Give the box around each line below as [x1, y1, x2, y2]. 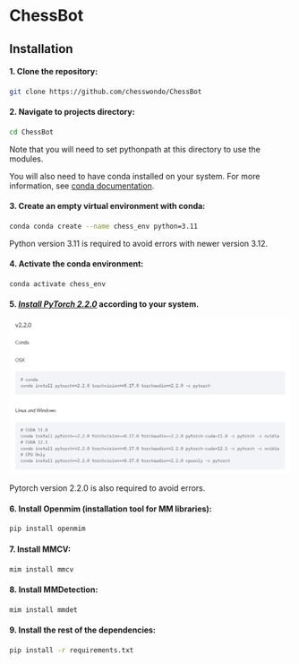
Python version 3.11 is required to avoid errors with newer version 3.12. [9, 238, 269, 249]
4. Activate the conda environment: [9, 258, 144, 269]
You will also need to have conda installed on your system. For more [9, 170, 261, 181]
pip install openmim [9, 524, 87, 534]
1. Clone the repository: [9, 66, 98, 77]
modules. [9, 153, 44, 164]
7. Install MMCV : [9, 544, 72, 555]
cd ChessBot [9, 127, 54, 136]
